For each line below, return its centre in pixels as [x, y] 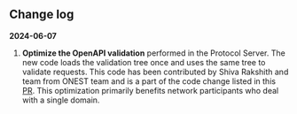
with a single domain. [61, 100]
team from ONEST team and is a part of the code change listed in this [149, 81]
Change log [42, 15]
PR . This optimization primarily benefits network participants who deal [150, 90]
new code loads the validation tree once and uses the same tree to [144, 62]
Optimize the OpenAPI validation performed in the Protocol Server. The [153, 53]
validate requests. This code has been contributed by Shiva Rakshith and [155, 72]
